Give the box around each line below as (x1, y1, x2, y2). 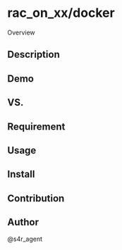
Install (7, 168, 35, 180)
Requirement (7, 120, 66, 132)
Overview (7, 28, 35, 37)
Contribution (7, 192, 65, 204)
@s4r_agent (7, 235, 43, 244)
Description (7, 49, 60, 61)
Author (7, 216, 39, 228)
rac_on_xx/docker (7, 5, 115, 21)
